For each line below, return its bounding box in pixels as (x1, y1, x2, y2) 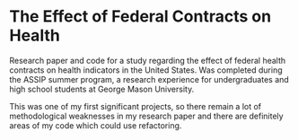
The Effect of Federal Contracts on (9, 6, 272, 27)
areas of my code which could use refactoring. (9, 119, 182, 131)
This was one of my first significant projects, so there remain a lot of (9, 101, 262, 111)
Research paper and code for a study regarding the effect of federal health (9, 55, 286, 66)
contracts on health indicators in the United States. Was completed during (9, 65, 283, 75)
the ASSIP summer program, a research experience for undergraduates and (9, 74, 289, 84)
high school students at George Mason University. (9, 83, 195, 94)
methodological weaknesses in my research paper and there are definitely (9, 110, 285, 121)
